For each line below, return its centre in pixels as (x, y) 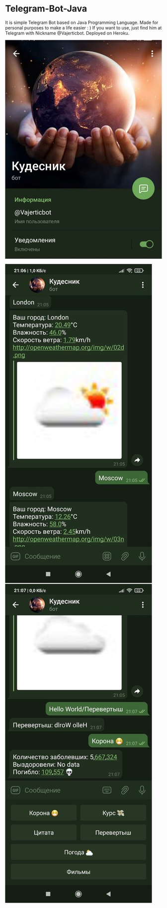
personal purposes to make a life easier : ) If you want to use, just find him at (83, 27)
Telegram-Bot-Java (46, 9)
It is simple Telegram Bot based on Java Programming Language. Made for (82, 22)
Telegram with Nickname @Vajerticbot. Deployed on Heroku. (67, 33)
